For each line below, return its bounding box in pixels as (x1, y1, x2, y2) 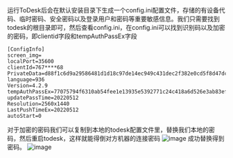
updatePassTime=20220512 (7, 94, 79, 101)
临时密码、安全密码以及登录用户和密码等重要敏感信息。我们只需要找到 (19, 15, 220, 23)
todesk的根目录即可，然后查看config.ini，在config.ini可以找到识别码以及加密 (7, 24, 225, 31)
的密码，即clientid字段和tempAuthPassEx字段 (7, 32, 137, 40)
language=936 (7, 76, 45, 83)
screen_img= (7, 52, 42, 59)
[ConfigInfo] (7, 46, 45, 53)
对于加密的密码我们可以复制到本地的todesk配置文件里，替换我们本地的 (7, 125, 209, 134)
